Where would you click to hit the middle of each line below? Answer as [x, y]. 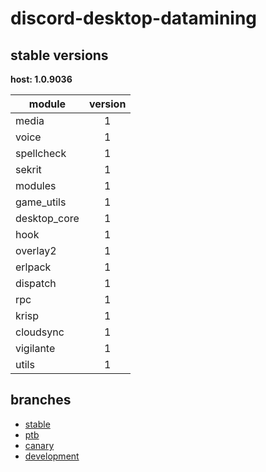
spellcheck [41, 153]
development [52, 456]
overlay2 [36, 250]
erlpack [33, 267]
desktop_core [47, 218]
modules [36, 185]
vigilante [35, 348]
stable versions [59, 55]
